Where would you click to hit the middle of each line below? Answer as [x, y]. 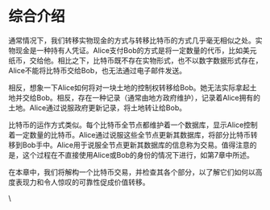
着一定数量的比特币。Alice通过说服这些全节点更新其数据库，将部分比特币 [130, 134]
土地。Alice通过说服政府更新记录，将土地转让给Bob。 [98, 107]
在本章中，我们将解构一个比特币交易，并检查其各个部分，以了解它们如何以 [132, 172]
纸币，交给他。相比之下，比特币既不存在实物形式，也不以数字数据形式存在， [135, 60]
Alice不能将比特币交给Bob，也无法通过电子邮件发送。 [98, 70]
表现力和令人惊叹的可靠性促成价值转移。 [82, 182]
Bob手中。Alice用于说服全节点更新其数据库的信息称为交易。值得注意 [136, 145]
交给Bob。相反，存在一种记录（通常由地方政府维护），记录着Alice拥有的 [141, 97]
